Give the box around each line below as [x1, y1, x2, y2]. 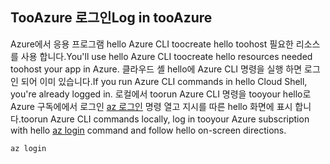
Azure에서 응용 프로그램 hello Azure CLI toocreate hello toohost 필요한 [10, 38, 294, 50]
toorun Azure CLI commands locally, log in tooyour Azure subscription [20, 113, 310, 125]
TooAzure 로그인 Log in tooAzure [10, 9, 213, 27]
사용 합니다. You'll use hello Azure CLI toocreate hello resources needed [20, 50, 313, 62]
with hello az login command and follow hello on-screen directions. [10, 124, 287, 136]
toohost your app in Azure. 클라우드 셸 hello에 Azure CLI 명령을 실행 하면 [10, 63, 303, 75]
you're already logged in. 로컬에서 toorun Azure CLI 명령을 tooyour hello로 [10, 88, 312, 100]
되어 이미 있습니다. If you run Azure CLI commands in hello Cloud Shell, [20, 75, 308, 87]
